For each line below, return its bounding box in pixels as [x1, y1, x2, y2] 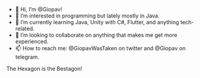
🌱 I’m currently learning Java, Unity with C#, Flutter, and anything [15, 19, 179, 25]
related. [15, 25, 35, 32]
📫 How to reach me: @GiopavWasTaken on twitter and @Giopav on [15, 45, 186, 51]
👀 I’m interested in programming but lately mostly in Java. [15, 12, 160, 19]
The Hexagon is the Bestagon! [6, 65, 82, 72]
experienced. [15, 38, 49, 45]
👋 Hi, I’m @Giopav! [15, 6, 63, 13]
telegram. [15, 53, 40, 60]
